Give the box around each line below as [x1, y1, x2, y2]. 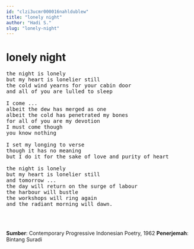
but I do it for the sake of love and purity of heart [6, 154, 169, 160]
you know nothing [6, 130, 56, 136]
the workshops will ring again [6, 195, 97, 202]
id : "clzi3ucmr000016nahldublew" [6, 8, 89, 15]
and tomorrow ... [6, 177, 56, 184]
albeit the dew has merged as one [6, 106, 107, 113]
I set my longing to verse [6, 142, 85, 148]
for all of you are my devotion [6, 118, 100, 124]
